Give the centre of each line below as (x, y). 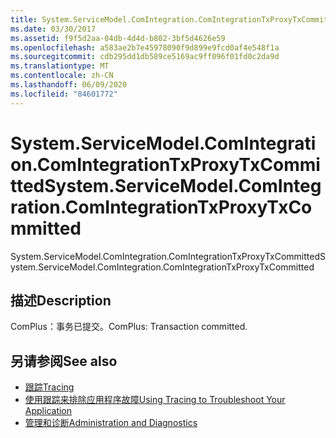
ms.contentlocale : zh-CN (62, 76)
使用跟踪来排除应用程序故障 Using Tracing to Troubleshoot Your (155, 400)
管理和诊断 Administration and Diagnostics (111, 423)
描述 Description (61, 300)
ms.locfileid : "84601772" (64, 94)
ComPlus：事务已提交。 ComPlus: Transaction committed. (129, 327)
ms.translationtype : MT (60, 66)
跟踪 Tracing (49, 387)
